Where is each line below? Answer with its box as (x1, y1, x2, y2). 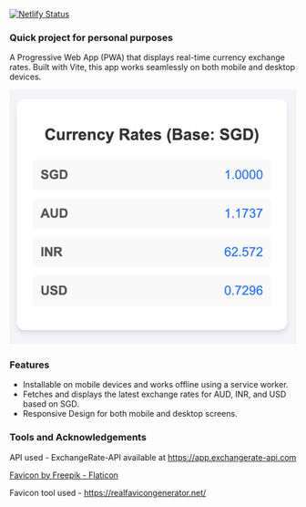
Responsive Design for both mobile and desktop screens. (22, 409, 239, 419)
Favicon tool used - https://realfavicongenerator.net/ (9, 487, 207, 498)
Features (9, 358, 50, 371)
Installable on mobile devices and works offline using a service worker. (22, 379, 289, 390)
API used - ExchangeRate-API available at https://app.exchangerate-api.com (9, 451, 297, 462)
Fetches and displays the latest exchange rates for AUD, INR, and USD (22, 388, 287, 400)
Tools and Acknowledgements (9, 431, 148, 444)
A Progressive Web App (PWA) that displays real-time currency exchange (9, 52, 285, 63)
